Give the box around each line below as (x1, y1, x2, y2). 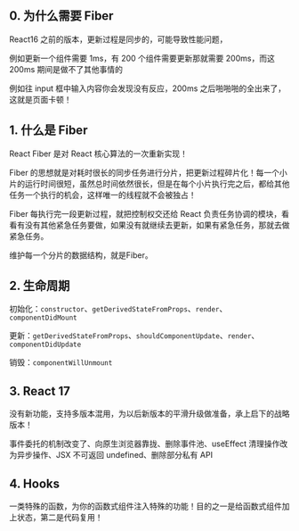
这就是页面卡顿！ (9, 94, 72, 104)
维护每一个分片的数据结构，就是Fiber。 (9, 249, 153, 261)
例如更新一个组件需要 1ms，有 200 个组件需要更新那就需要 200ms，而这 (9, 53, 276, 63)
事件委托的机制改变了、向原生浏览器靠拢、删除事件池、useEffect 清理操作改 (9, 438, 288, 449)
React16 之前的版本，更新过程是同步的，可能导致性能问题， (9, 34, 228, 45)
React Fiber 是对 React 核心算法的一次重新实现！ (9, 148, 189, 159)
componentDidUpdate (9, 340, 82, 350)
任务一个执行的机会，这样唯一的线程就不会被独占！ (9, 189, 197, 200)
